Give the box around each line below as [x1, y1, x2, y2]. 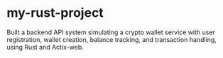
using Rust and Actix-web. [6, 43, 85, 51]
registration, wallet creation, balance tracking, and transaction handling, [6, 35, 217, 43]
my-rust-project [6, 5, 104, 21]
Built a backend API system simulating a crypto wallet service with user [6, 28, 216, 36]
